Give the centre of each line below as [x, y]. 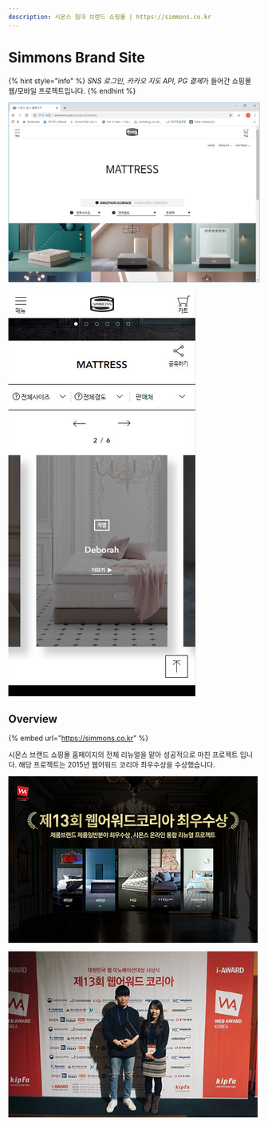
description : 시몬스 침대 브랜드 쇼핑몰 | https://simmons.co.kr [110, 17]
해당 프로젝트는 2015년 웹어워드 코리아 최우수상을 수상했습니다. [117, 765]
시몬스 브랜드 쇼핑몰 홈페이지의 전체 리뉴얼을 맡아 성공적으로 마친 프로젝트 [123, 755]
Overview [33, 719]
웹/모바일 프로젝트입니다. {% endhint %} [72, 90]
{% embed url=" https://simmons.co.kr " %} [79, 738]
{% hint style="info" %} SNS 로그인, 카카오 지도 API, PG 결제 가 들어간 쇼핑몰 [130, 81]
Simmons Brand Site [77, 57]
